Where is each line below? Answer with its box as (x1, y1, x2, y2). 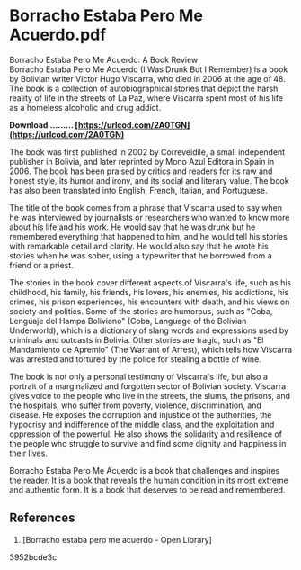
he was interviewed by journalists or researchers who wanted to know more (9, 212, 290, 222)
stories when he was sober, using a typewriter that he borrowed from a (9, 249, 272, 261)
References (9, 511, 75, 526)
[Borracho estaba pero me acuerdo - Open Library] (22, 534, 213, 545)
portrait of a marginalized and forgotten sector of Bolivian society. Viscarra (9, 380, 287, 392)
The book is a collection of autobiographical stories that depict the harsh (9, 83, 279, 94)
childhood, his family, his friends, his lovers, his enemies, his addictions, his (9, 286, 289, 297)
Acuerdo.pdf (9, 24, 107, 45)
